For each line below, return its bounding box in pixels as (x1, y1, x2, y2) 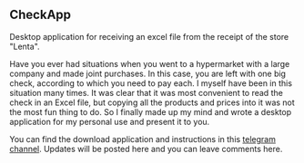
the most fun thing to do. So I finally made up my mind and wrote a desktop (9, 106, 292, 117)
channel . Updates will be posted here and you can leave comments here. (9, 143, 283, 154)
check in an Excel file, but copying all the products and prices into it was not (9, 97, 296, 108)
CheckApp (9, 7, 71, 23)
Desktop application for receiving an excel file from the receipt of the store (9, 31, 289, 42)
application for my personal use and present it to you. (9, 116, 210, 127)
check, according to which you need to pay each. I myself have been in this (9, 77, 293, 89)
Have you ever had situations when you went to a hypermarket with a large (9, 58, 290, 69)
